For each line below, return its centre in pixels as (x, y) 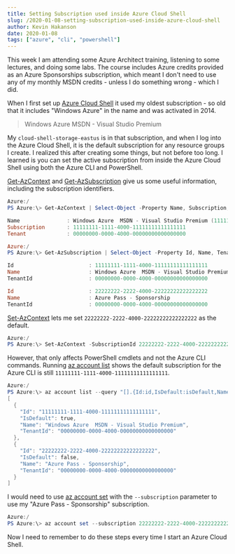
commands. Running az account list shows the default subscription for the (114, 365)
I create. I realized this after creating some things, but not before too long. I (115, 153)
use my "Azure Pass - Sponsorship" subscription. (78, 504)
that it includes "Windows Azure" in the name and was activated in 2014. (112, 111)
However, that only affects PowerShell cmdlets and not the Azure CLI (107, 358)
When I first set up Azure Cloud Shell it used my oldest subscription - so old (116, 103)
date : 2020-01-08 (33, 33)
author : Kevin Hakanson (42, 27)
